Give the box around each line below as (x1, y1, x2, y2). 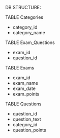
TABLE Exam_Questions (5, 39, 55, 45)
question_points (12, 127, 47, 133)
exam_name (12, 80, 38, 86)
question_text (12, 116, 42, 122)
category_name (12, 30, 46, 35)
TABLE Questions (5, 101, 42, 107)
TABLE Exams (5, 65, 35, 71)
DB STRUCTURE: (5, 5, 41, 10)
